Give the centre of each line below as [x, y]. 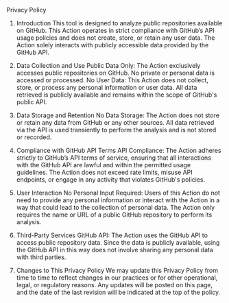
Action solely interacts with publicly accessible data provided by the [112, 45]
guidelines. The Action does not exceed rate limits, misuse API [104, 172]
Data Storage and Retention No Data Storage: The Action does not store [118, 115]
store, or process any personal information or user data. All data [107, 87]
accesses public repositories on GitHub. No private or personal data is [116, 73]
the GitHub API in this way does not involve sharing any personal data [115, 250]
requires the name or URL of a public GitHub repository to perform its [114, 215]
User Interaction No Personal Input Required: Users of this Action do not [118, 193]
